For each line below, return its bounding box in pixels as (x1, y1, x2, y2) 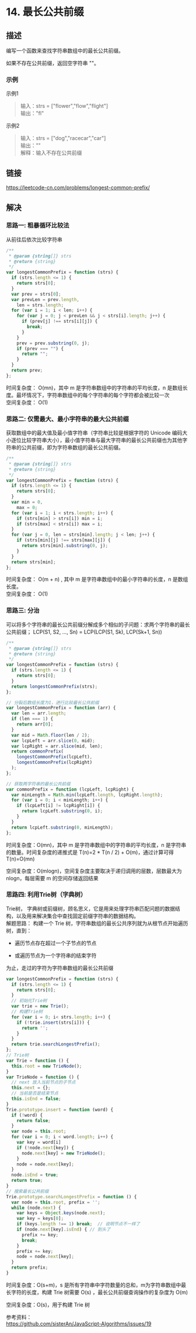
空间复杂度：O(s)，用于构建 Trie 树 (6, 1301, 90, 1308)
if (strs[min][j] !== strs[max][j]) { (16, 537, 111, 544)
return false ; (16, 1117, 51, 1123)
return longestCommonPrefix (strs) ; (11, 683, 98, 689)
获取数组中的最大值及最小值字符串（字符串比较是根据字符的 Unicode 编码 (6, 429, 183, 436)
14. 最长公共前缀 (6, 5, 85, 19)
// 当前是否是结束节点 (11, 1091, 58, 1096)
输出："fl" (20, 110, 44, 117)
